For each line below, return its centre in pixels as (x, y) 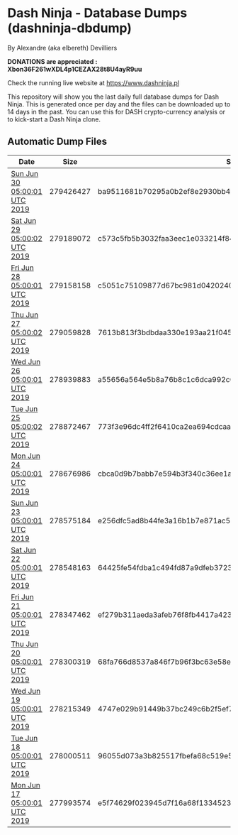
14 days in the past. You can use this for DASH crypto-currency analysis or (116, 111)
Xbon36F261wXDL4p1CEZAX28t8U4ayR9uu (75, 69)
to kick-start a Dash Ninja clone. (54, 119)
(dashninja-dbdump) (70, 28)
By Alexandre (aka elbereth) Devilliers (62, 48)
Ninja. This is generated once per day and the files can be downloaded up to (119, 104)
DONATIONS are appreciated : (52, 61)
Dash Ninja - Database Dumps (97, 13)
